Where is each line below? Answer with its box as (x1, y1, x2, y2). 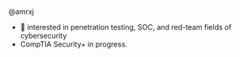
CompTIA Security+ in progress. (19, 39, 128, 49)
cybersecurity (19, 31, 67, 40)
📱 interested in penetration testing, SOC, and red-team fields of (19, 22, 232, 31)
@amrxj (8, 7, 35, 16)
